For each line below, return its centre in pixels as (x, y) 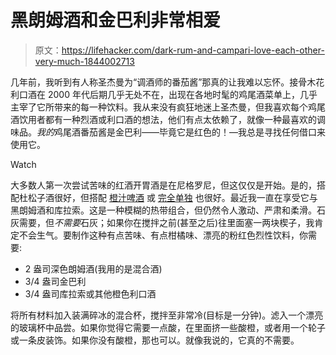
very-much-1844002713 (84, 61)
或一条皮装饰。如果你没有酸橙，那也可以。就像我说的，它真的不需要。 (155, 340)
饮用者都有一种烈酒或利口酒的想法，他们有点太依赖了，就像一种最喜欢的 (167, 119)
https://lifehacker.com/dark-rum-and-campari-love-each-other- (193, 50)
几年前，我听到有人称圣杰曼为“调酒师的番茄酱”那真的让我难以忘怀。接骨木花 (167, 82)
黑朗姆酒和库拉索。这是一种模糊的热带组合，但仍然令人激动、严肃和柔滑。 (163, 210)
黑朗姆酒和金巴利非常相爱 (116, 20)
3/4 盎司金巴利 (55, 281)
